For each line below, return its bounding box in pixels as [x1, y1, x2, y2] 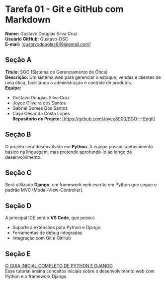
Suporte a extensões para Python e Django [12, 225, 101, 231]
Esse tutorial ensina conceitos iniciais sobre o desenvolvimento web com [5, 268, 155, 274]
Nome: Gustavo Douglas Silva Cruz [5, 30, 78, 36]
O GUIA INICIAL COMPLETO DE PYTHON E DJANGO [5, 263, 113, 269]
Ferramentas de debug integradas [12, 230, 83, 236]
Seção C [5, 168, 32, 177]
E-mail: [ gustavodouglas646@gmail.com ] [5, 41, 91, 47]
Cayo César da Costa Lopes [12, 110, 70, 116]
